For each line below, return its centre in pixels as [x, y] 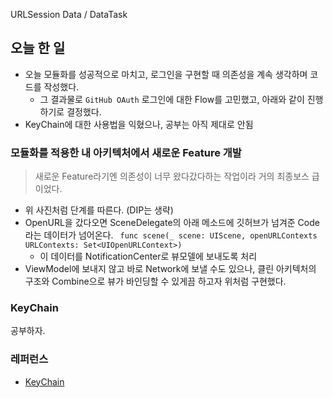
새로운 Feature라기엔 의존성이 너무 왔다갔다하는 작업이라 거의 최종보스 [172, 176]
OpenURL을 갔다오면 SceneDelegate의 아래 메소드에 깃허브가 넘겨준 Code [172, 223]
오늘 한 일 [38, 48]
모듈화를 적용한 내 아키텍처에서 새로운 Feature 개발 [126, 152]
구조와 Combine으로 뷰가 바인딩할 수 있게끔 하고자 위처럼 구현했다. [155, 281]
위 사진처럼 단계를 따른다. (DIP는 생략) [99, 210]
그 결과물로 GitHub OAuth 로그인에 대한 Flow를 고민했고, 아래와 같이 [172, 99]
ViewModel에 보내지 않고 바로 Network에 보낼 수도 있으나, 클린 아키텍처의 [170, 269]
